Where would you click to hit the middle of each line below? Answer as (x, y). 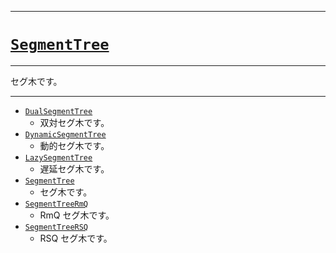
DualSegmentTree (58, 111)
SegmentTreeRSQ (56, 227)
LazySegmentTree (58, 157)
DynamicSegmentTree (65, 134)
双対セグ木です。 (74, 122)
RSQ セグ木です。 (76, 238)
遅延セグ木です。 (74, 168)
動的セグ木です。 (74, 145)
